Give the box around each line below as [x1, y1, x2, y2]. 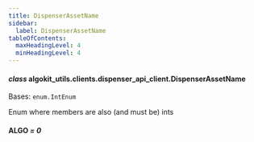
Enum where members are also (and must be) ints [8, 108, 174, 117]
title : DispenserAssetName [8, 11, 99, 20]
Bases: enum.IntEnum [8, 91, 77, 101]
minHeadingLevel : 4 [15, 49, 81, 57]
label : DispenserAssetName [15, 26, 106, 34]
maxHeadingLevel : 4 [15, 42, 81, 50]
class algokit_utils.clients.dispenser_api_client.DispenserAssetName [8, 74, 246, 83]
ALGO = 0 [8, 125, 42, 135]
